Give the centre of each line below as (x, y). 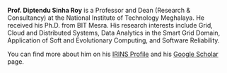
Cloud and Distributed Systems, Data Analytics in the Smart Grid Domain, (114, 33)
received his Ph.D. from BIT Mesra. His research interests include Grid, (110, 25)
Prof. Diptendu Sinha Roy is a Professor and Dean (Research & (99, 10)
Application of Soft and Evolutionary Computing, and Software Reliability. (113, 40)
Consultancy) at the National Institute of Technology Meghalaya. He (106, 18)
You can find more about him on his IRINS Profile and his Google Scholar (113, 54)
